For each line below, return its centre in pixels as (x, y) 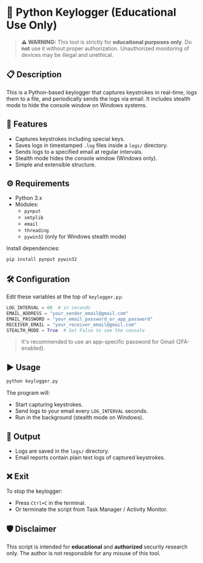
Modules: (27, 205)
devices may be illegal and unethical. (67, 54)
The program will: (28, 393)
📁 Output (23, 436)
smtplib (34, 218)
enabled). (33, 348)
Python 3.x (28, 198)
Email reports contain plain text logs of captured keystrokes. (90, 457)
